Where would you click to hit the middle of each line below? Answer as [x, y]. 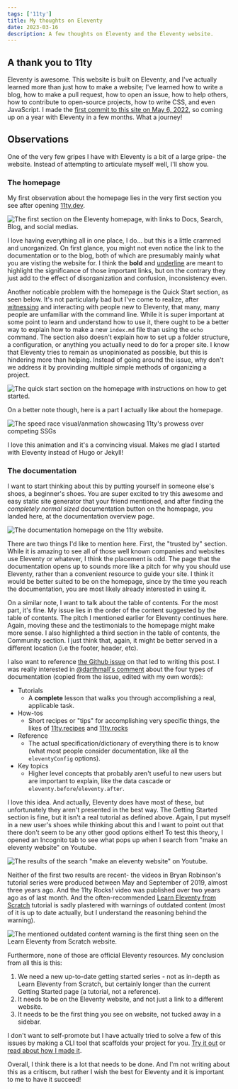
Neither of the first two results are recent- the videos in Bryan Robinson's [114, 875]
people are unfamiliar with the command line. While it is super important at [116, 315]
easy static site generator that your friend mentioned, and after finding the [116, 502]
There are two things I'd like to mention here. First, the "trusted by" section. [118, 544]
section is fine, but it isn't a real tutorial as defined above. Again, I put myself [119, 817]
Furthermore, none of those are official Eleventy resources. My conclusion [116, 956]
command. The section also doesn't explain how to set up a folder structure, [119, 337]
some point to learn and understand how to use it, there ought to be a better [118, 322]
